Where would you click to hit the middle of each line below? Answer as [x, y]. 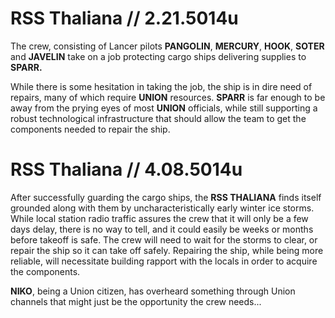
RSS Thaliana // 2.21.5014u [124, 18]
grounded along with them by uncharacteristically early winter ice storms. [162, 208]
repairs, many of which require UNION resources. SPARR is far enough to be [168, 97]
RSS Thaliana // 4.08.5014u [126, 169]
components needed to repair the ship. [90, 129]
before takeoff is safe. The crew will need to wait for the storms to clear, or [164, 239]
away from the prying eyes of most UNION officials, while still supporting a [164, 108]
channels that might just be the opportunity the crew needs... [136, 301]
